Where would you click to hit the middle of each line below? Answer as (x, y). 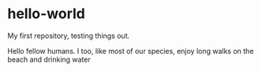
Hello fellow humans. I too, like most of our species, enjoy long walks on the (131, 51)
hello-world (47, 14)
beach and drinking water (49, 59)
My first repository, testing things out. (69, 36)
